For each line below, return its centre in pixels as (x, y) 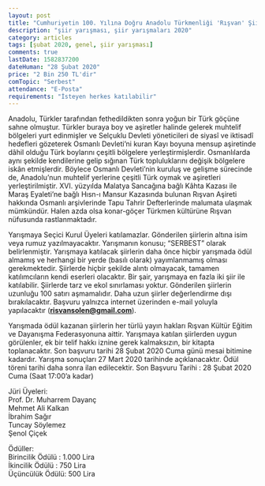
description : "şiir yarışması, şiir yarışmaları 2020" (100, 30)
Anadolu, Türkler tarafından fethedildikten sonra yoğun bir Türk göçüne (124, 119)
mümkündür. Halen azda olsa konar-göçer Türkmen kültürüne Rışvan (120, 211)
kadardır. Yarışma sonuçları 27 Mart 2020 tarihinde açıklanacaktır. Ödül (123, 360)
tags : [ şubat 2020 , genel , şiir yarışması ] (81, 45)
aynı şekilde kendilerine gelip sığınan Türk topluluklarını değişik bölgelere (127, 161)
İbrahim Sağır (30, 416)
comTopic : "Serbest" (42, 81)
